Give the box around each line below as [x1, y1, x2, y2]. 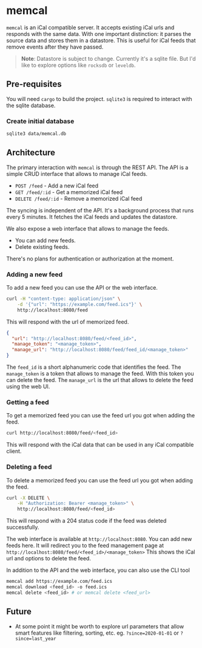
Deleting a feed [6, 463, 52, 472]
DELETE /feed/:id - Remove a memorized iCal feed [15, 195, 143, 202]
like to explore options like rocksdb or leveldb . [21, 61, 136, 69]
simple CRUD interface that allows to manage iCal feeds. [6, 170, 147, 177]
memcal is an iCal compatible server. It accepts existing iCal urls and [6, 24, 175, 31]
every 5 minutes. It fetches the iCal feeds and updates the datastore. [6, 213, 178, 220]
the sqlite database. [6, 102, 56, 109]
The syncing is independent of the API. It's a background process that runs [6, 206, 194, 214]
